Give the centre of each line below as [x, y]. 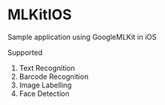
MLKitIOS [40, 15]
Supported [25, 52]
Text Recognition [47, 68]
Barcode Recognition [54, 76]
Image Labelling [45, 85]
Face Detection [44, 93]
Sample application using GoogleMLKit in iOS [82, 37]
